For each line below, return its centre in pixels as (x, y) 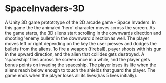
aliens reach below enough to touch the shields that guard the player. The (80, 70)
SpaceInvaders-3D (45, 9)
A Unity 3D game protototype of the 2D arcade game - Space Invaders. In (81, 22)
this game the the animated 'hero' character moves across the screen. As (80, 27)
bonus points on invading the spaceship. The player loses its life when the (81, 65)
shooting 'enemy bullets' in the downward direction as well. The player (77, 38)
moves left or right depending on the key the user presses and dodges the (81, 43)
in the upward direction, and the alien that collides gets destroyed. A (75, 54)
